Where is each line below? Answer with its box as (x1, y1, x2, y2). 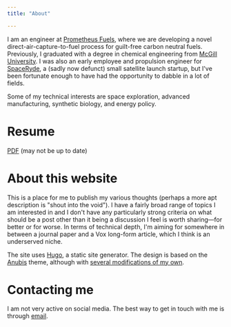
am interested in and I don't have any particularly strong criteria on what (7, 208, 212, 216)
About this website (7, 170, 118, 186)
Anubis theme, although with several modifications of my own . (7, 257, 185, 266)
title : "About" (7, 10, 51, 17)
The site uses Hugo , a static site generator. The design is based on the (7, 251, 208, 259)
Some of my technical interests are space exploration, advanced (7, 92, 190, 101)
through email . (7, 312, 48, 320)
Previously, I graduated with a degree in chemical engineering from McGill (7, 50, 217, 58)
